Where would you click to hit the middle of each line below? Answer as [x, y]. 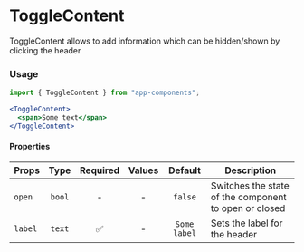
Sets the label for [247, 223]
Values [143, 170]
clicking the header [45, 50]
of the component [249, 197]
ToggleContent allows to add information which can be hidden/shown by [145, 41]
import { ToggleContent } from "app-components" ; [105, 93]
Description [251, 170]
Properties [30, 147]
